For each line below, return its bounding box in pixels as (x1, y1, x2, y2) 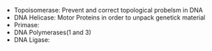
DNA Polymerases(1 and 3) (13, 28, 92, 36)
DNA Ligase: (13, 36, 50, 44)
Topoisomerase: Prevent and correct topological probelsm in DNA (13, 6, 204, 14)
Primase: (13, 21, 40, 29)
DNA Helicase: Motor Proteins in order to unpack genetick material (13, 13, 206, 22)
